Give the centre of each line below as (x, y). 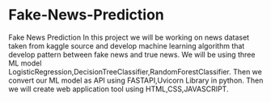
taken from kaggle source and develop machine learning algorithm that (127, 45)
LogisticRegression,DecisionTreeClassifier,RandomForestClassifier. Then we (135, 71)
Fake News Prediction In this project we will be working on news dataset (129, 37)
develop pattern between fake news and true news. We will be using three (132, 54)
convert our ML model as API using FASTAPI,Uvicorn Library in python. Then (136, 80)
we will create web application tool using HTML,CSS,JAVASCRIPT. (119, 89)
